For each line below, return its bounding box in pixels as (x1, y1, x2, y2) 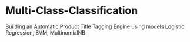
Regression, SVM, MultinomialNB (5, 29, 86, 36)
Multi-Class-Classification (5, 4, 138, 17)
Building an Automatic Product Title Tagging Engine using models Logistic (5, 23, 185, 30)
